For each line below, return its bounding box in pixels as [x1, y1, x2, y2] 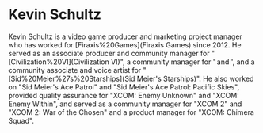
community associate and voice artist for [8, 65, 142, 74]
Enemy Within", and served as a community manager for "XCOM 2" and [8, 99, 242, 108]
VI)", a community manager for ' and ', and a [110, 57, 255, 66]
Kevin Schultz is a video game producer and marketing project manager [8, 32, 243, 41]
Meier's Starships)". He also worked [136, 74, 254, 83]
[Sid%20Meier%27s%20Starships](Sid [8, 74, 135, 83]
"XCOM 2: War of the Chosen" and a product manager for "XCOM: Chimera [8, 107, 255, 116]
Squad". [8, 116, 34, 125]
